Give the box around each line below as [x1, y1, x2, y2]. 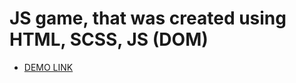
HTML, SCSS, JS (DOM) [9, 28, 209, 51]
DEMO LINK [23, 61, 74, 73]
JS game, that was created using [9, 7, 287, 30]
